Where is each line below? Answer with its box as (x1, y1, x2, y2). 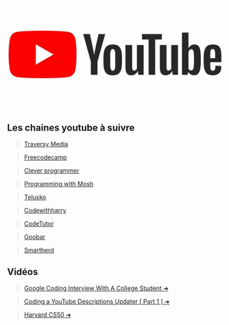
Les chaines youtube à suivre (7, 122, 135, 133)
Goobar (23, 233, 46, 241)
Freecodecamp (23, 153, 67, 161)
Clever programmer (23, 166, 80, 175)
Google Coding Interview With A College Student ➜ (23, 284, 169, 292)
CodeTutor (23, 220, 54, 228)
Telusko (23, 193, 47, 201)
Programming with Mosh (23, 180, 94, 188)
